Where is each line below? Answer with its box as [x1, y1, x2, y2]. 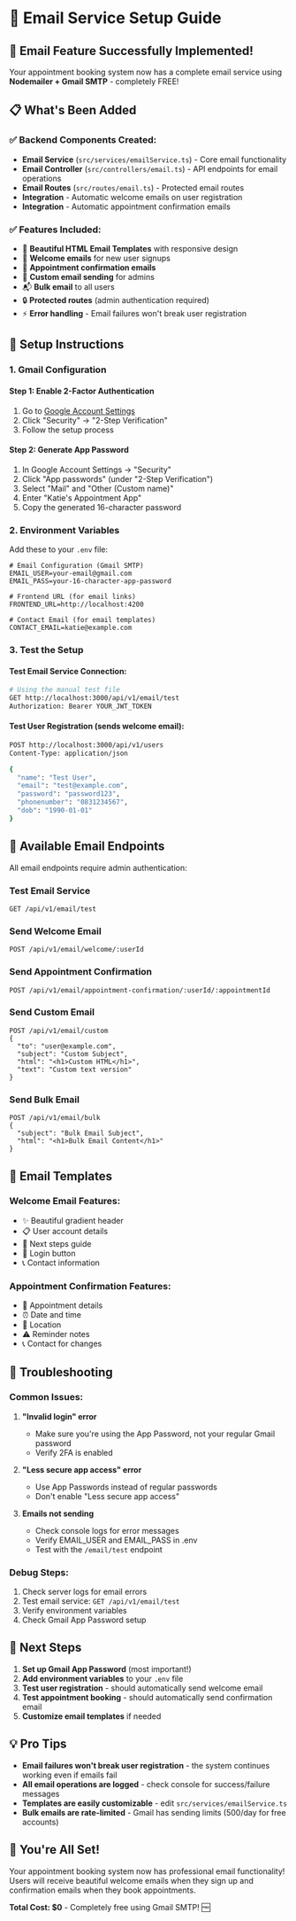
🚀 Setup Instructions [9, 337, 125, 353]
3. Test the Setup [9, 643, 84, 656]
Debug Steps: [9, 1566, 69, 1578]
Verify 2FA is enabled [34, 1447, 113, 1458]
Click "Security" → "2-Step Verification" [21, 415, 168, 425]
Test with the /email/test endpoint [34, 1544, 163, 1554]
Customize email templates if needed [21, 1710, 162, 1722]
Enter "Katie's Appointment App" [21, 492, 142, 503]
